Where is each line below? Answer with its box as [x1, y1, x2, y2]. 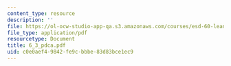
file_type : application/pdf [7, 29, 88, 36]
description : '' [7, 16, 54, 23]
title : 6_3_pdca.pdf [7, 42, 67, 49]
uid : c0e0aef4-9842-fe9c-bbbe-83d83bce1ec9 [7, 49, 134, 56]
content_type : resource [7, 10, 76, 17]
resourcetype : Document [7, 36, 76, 43]
